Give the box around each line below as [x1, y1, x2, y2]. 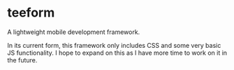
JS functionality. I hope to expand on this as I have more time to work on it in [7, 49, 228, 57]
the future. [7, 55, 38, 64]
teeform [7, 5, 55, 21]
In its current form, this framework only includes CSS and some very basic [7, 41, 221, 49]
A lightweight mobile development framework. [7, 28, 140, 36]
